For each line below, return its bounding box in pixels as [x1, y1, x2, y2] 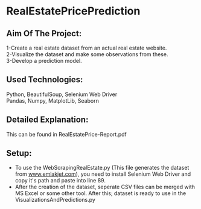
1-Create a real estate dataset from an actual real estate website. [6, 44, 167, 51]
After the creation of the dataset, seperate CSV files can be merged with [14, 183, 195, 191]
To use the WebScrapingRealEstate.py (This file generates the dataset [14, 164, 190, 172]
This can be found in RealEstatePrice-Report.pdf [6, 130, 127, 138]
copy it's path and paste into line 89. [14, 177, 106, 184]
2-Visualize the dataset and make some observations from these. [6, 51, 168, 58]
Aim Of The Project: [6, 28, 82, 39]
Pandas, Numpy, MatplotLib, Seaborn [6, 97, 100, 104]
